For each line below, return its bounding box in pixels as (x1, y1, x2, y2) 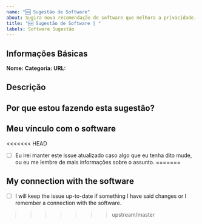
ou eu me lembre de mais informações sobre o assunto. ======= (15, 158, 181, 166)
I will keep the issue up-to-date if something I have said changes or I (15, 192, 187, 200)
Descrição (6, 82, 46, 93)
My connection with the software (6, 176, 135, 186)
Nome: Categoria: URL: (6, 65, 66, 72)
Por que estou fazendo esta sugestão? (6, 103, 155, 113)
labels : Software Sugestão (6, 26, 75, 32)
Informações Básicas (6, 48, 88, 58)
